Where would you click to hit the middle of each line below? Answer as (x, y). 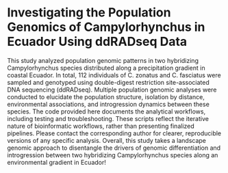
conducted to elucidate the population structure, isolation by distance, (106, 96)
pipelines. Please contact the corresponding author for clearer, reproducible (114, 133)
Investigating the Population (89, 13)
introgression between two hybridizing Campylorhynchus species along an (113, 155)
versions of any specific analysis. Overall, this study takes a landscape (107, 140)
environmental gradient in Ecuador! (56, 162)
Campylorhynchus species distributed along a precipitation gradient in (106, 68)
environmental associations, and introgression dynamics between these (109, 104)
